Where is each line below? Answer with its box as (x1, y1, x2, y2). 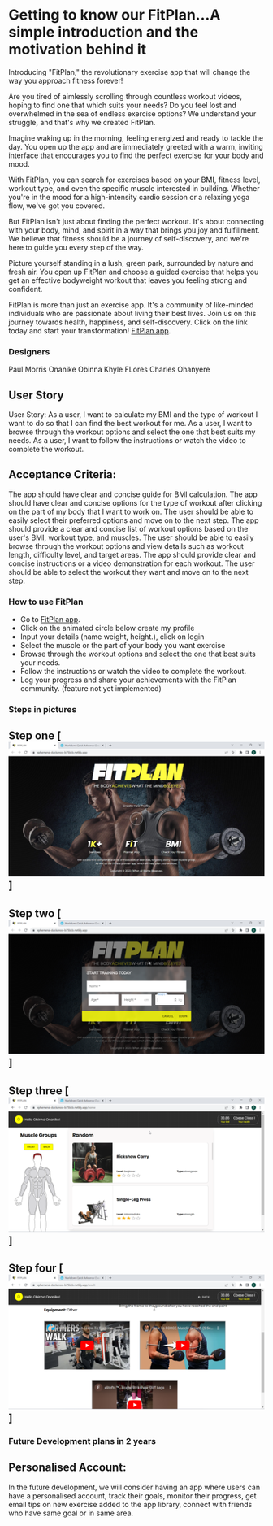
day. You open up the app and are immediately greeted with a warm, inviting (8, 141, 264, 151)
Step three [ (8, 1084, 69, 1098)
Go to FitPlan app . (19, 615, 81, 624)
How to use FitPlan (8, 596, 84, 607)
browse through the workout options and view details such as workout (8, 541, 244, 550)
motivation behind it (8, 41, 147, 59)
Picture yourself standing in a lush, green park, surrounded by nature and (8, 258, 254, 267)
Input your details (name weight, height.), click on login (19, 632, 205, 641)
